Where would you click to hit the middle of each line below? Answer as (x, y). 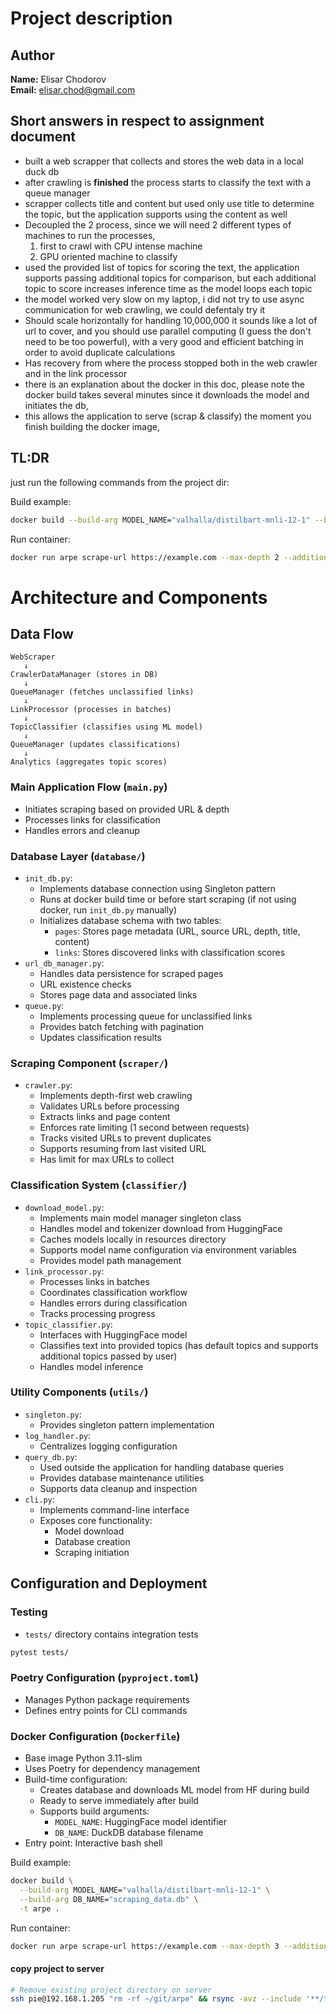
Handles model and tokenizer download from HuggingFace (161, 1228)
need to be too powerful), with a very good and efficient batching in (164, 341)
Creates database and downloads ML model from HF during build (174, 1790)
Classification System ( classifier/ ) (99, 1185)
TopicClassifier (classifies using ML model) (106, 727)
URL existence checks (85, 984)
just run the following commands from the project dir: (120, 482)
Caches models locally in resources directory (133, 1239)
